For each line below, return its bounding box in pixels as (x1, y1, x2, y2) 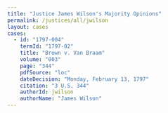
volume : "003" (20, 56, 61, 63)
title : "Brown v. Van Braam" (20, 50, 105, 57)
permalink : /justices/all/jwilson (7, 17, 109, 24)
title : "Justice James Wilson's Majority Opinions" (7, 10, 162, 18)
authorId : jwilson (20, 88, 74, 95)
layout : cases (7, 23, 49, 30)
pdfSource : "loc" (20, 69, 71, 76)
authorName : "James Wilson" (20, 95, 102, 102)
